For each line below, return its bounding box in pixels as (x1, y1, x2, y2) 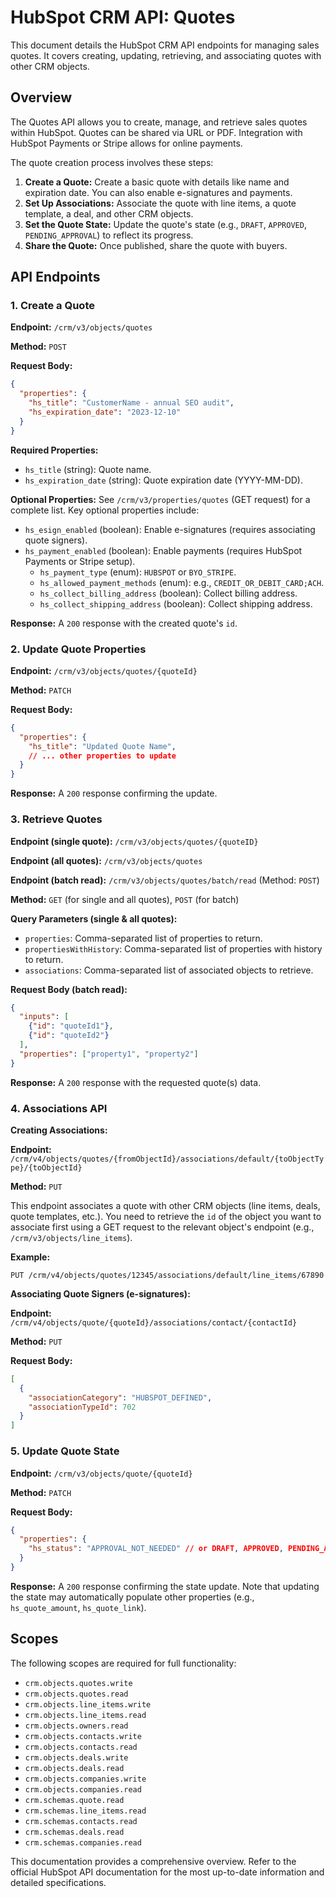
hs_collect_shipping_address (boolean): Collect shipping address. (39, 597, 313, 610)
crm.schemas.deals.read (24, 1827, 125, 1837)
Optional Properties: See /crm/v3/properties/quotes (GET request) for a (10, 493, 311, 505)
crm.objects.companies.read (24, 1784, 142, 1795)
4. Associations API (10, 1101, 108, 1115)
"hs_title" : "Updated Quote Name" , (28, 741, 177, 751)
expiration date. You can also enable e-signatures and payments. (24, 186, 293, 198)
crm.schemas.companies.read (24, 1837, 142, 1848)
